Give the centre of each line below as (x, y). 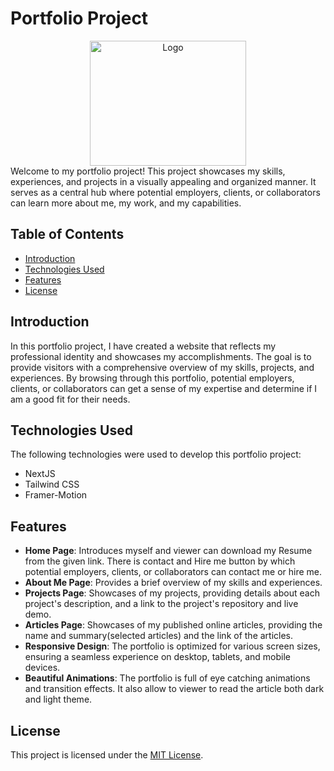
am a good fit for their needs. (70, 399)
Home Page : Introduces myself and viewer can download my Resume (168, 551)
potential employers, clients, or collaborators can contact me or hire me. (173, 572)
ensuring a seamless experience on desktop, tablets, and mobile (157, 657)
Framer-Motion (56, 495)
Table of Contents (67, 234)
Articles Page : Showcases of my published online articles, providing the (173, 625)
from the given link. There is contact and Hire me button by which (160, 561)
